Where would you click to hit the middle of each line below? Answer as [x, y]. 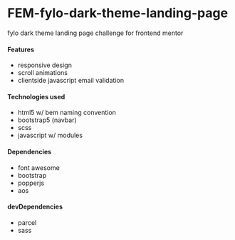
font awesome [39, 167]
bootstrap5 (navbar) [47, 120]
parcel [27, 222]
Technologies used [36, 96]
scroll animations [43, 73]
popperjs [31, 183]
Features [21, 49]
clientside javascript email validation [71, 81]
